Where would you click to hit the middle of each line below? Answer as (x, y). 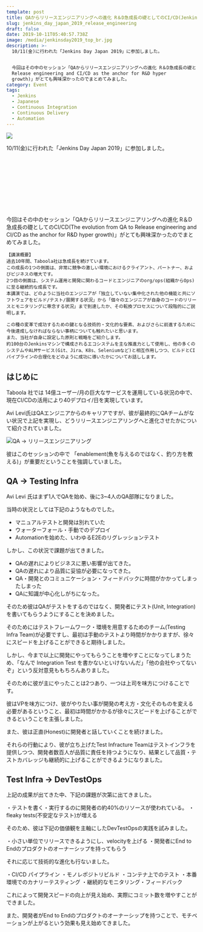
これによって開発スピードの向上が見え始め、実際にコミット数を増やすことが (101, 895)
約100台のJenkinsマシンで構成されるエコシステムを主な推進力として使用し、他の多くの (101, 344)
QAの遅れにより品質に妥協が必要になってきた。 (75, 571)
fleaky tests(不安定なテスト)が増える (52, 815)
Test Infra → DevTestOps (54, 779)
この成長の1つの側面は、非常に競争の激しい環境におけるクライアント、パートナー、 (95, 268)
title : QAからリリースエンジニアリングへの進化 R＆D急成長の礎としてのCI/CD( (94, 18)
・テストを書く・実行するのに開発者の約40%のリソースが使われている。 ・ (100, 808)
